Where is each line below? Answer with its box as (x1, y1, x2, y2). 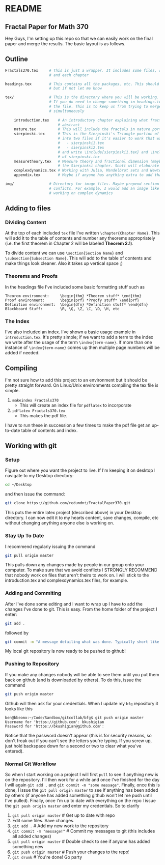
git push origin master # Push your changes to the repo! (12, 849, 130, 855)
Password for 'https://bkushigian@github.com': (5, 723, 105, 729)
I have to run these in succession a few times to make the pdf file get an (5, 422, 151, 428)
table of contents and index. (21, 427, 78, 433)
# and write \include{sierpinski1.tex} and (57, 149, 148, 155)
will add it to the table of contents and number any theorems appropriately (5, 235, 156, 241)
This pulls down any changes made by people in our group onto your (5, 562, 144, 568)
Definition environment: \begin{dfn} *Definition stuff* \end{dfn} (5, 302, 148, 307)
